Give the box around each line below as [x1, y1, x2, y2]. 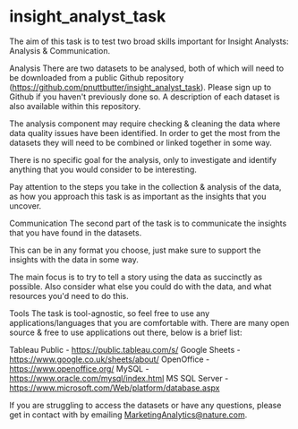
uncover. [9, 200, 42, 211]
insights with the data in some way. [9, 253, 139, 265]
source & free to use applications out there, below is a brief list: [9, 327, 243, 338]
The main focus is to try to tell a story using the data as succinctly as [9, 271, 262, 282]
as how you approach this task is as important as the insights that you [9, 191, 267, 202]
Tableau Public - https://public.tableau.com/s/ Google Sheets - [9, 344, 241, 355]
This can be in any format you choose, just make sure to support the [9, 245, 261, 255]
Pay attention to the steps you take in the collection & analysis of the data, [9, 181, 282, 192]
